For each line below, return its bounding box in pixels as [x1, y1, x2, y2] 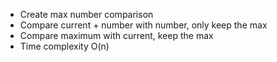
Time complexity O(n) [19, 40, 110, 52]
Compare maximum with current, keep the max [19, 30, 214, 41]
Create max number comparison [19, 9, 154, 20]
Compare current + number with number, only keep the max [19, 19, 268, 31]
